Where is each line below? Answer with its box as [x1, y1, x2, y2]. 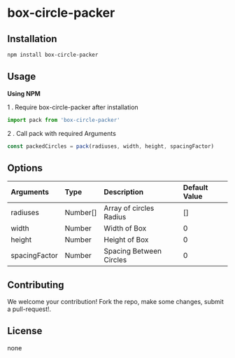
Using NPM [7, 89, 41, 97]
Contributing [7, 279, 64, 291]
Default [183, 183, 208, 193]
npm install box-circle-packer [7, 51, 99, 58]
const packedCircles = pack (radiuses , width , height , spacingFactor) [7, 142, 215, 150]
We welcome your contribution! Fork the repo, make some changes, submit [7, 298, 224, 306]
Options [7, 162, 43, 174]
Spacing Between [104, 247, 162, 256]
